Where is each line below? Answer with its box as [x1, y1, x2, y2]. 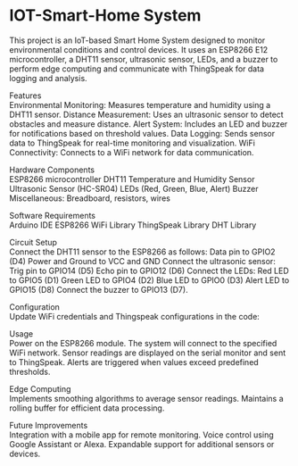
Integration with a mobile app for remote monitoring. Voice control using [9, 429, 274, 440]
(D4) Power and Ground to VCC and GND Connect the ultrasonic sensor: [9, 255, 277, 266]
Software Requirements [9, 210, 96, 221]
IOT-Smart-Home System [9, 5, 202, 26]
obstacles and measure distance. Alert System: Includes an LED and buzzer [9, 118, 288, 129]
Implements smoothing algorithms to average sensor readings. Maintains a [9, 393, 284, 404]
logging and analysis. [9, 72, 87, 83]
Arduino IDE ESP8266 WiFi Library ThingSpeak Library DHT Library [9, 220, 257, 230]
